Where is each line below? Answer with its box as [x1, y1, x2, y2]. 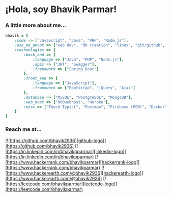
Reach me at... [5, 126, 42, 133]
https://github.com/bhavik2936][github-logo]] [10, 137, 106, 144]
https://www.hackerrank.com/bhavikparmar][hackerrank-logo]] [7, 159, 140, 165]
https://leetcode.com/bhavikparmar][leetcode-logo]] [7, 181, 118, 187]
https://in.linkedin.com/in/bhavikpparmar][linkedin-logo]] [7, 148, 126, 154]
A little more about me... [5, 22, 66, 29]
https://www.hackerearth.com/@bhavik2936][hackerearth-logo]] [7, 170, 144, 176]
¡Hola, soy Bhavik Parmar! [5, 4, 117, 15]
